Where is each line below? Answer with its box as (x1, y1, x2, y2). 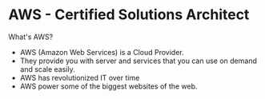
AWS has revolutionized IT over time (19, 73, 140, 82)
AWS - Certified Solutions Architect (8, 6, 250, 24)
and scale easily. (19, 64, 76, 73)
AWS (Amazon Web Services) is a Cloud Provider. (19, 47, 184, 57)
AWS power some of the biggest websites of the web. (19, 81, 198, 91)
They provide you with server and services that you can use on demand (19, 56, 258, 65)
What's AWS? (8, 32, 54, 42)
